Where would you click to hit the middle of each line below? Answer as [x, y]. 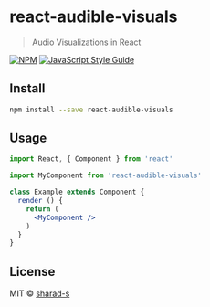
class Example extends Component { [77, 192]
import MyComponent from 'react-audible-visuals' [106, 175]
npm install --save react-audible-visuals [91, 110]
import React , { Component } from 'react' [91, 159]
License [32, 271]
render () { [41, 201]
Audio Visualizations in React [86, 42]
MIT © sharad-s [40, 293]
